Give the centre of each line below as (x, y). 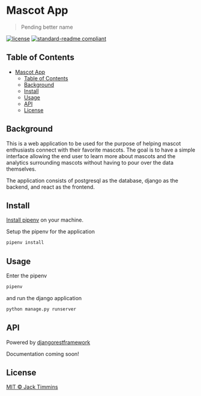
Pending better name (47, 27)
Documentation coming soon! (43, 353)
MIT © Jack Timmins (32, 387)
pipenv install (25, 243)
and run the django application (44, 298)
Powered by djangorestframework (48, 342)
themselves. (21, 169)
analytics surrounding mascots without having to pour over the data (90, 162)
